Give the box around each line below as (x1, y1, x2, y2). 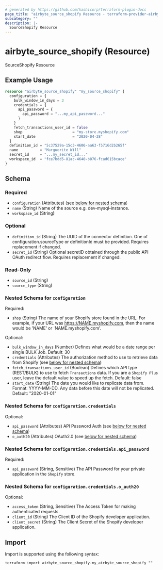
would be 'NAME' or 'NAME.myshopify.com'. (12, 326, 102, 331)
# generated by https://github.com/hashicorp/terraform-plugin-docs (5, 7, 147, 12)
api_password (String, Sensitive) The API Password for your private (12, 466, 145, 472)
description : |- (5, 20, 38, 26)
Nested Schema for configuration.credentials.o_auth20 (5, 483, 139, 490)
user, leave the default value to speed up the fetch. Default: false (12, 375, 142, 381)
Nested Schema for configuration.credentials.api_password (5, 445, 149, 452)
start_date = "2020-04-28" (14, 134, 103, 139)
